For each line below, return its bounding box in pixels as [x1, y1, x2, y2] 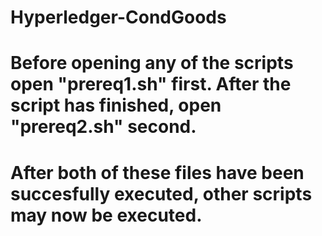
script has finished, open [10, 94, 222, 117]
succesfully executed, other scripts [10, 182, 313, 205]
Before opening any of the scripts [10, 52, 294, 75]
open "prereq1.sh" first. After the [10, 73, 292, 96]
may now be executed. [10, 204, 203, 226]
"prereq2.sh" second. [10, 116, 197, 138]
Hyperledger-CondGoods [10, 6, 227, 29]
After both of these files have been [10, 161, 305, 184]
